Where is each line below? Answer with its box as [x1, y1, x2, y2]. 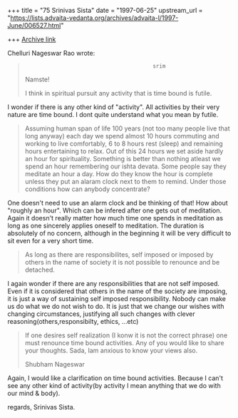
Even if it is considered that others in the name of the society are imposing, [7, 287, 228, 295]
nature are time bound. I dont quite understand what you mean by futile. [7, 111, 219, 118]
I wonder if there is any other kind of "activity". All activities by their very [7, 103, 220, 111]
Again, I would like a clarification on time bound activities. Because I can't [7, 374, 223, 382]
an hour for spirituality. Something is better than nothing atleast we [24, 155, 221, 163]
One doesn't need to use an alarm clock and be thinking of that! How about [7, 199, 228, 207]
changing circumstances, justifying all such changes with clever [7, 310, 195, 318]
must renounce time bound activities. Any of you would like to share [24, 339, 224, 347]
